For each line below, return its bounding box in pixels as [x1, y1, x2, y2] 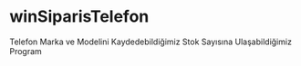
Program [9, 45, 43, 56]
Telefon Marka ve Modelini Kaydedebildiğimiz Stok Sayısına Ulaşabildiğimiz [9, 36, 292, 47]
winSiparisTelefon [9, 6, 150, 27]
